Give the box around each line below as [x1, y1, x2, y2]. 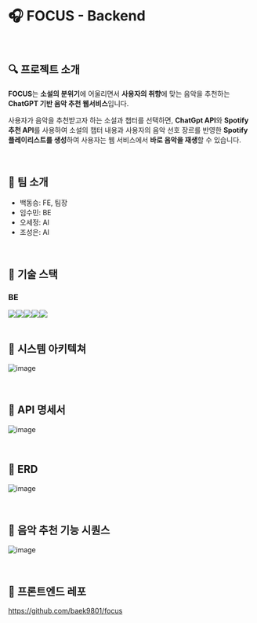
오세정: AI [19, 218, 49, 227]
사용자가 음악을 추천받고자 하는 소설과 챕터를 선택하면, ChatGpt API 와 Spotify [8, 115, 249, 125]
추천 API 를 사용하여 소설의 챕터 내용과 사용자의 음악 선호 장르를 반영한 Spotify [8, 125, 248, 134]
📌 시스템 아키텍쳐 [8, 342, 86, 355]
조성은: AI [19, 227, 49, 236]
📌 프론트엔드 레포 [8, 585, 86, 598]
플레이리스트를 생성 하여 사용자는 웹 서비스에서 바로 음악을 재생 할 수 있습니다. [8, 135, 241, 145]
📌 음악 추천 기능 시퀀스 [8, 524, 110, 537]
